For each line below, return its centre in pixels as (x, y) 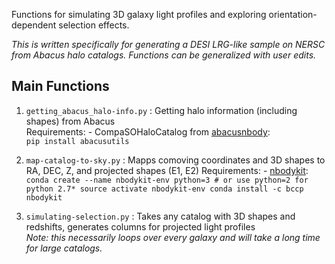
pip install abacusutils (77, 141)
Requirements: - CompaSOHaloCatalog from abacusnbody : (148, 131)
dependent (34, 25)
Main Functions (60, 86)
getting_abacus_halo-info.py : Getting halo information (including (161, 110)
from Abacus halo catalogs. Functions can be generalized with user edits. (164, 55)
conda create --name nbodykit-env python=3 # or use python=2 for (167, 180)
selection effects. (94, 25)
